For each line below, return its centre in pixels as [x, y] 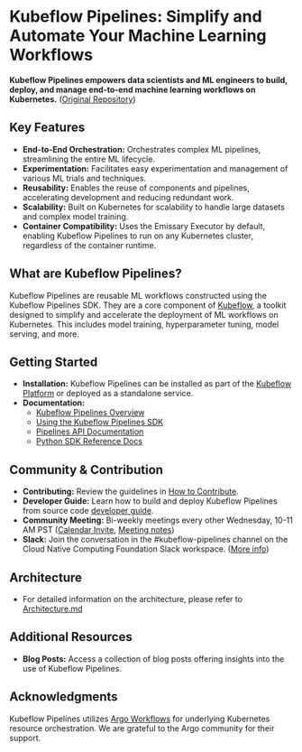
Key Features [47, 128]
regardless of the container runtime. [89, 245]
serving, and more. [44, 334]
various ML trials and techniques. [84, 178]
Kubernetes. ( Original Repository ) [73, 99]
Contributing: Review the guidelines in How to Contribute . [130, 492]
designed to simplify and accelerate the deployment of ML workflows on [144, 314]
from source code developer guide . [88, 511]
